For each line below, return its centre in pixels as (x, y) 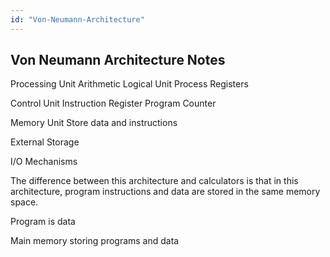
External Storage (45, 142)
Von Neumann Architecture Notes (118, 60)
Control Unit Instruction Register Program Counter (113, 103)
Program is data (43, 222)
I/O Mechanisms (44, 162)
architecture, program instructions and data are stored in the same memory (165, 192)
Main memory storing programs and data (95, 241)
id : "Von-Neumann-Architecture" (77, 19)
